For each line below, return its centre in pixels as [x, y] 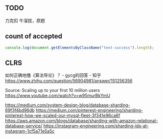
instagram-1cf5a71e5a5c [30, 131]
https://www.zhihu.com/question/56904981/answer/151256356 [69, 81]
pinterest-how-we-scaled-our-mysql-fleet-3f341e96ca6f [63, 115]
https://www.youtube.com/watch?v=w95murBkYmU [58, 96]
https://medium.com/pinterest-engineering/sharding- [90, 111]
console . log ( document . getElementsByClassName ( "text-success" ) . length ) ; [80, 48]
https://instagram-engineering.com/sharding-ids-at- [96, 126]
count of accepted [34, 36]
